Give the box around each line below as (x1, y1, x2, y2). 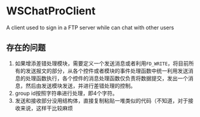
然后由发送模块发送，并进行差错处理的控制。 (25, 82, 136, 89)
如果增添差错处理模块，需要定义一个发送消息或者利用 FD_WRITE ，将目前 (14, 60, 189, 67)
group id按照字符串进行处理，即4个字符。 (14, 90, 118, 97)
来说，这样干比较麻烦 (20, 104, 73, 112)
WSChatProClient (6, 4, 96, 18)
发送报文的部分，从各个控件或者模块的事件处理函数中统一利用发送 (25, 67, 189, 74)
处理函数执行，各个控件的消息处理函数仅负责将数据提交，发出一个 (25, 75, 189, 82)
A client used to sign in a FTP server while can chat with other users (6, 24, 174, 31)
